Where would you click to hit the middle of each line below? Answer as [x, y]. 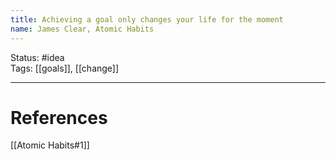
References [59, 117]
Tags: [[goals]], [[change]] [65, 68]
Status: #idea [37, 57]
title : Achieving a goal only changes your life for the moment [147, 19]
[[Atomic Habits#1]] [50, 145]
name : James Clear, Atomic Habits [82, 29]
